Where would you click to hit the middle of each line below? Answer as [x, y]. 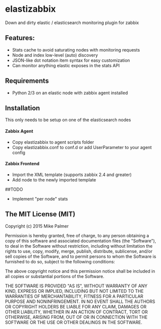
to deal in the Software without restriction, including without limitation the [79, 246]
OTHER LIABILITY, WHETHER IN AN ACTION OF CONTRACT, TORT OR [76, 312]
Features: [20, 38]
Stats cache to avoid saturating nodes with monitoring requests [76, 50]
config [19, 152]
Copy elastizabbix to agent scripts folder [53, 142]
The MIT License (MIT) [40, 214]
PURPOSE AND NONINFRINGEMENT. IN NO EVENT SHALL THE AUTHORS [80, 301]
